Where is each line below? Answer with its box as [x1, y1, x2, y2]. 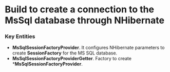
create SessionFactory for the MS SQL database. [12, 50, 118, 56]
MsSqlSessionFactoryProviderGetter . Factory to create [12, 56, 132, 62]
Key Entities [5, 33, 35, 40]
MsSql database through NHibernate [5, 14, 165, 26]
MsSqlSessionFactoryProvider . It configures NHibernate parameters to [12, 45, 165, 51]
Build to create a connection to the [5, 4, 155, 15]
